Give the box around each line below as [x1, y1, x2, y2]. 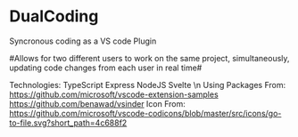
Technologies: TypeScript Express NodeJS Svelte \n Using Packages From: [9, 79, 286, 90]
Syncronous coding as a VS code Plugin [9, 36, 157, 46]
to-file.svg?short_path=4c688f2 [9, 117, 128, 128]
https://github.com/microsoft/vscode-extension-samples [9, 89, 219, 100]
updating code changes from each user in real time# [9, 62, 203, 73]
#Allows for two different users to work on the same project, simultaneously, [9, 52, 290, 63]
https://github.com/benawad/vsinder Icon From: [9, 98, 186, 109]
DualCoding [9, 6, 99, 27]
